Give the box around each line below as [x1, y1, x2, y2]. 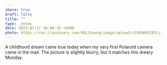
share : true [5, 7, 30, 12]
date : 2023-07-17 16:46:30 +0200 [5, 26, 75, 31]
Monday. [5, 55, 23, 60]
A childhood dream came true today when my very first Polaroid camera [5, 44, 153, 50]
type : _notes [5, 21, 32, 26]
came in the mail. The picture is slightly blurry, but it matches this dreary [5, 49, 153, 55]
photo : [5, 30, 19, 35]
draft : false [5, 12, 32, 17]
